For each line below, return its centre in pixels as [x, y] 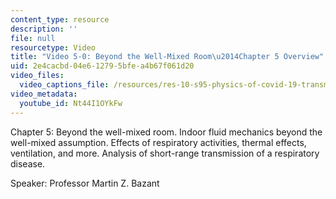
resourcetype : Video [53, 47]
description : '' [44, 29]
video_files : [37, 76]
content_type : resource [60, 19]
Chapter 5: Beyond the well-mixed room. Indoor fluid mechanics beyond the [166, 132]
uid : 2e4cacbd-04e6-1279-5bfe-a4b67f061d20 [102, 66]
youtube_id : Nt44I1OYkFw [71, 103]
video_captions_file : [64, 85]
